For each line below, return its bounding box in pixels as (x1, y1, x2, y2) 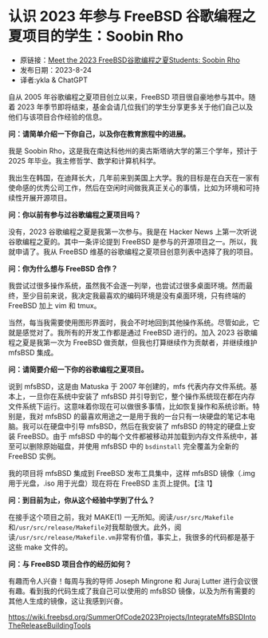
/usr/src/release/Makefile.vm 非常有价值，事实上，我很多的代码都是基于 (15, 532, 255, 541)
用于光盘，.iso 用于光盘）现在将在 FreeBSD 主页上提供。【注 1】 (8, 478, 217, 488)
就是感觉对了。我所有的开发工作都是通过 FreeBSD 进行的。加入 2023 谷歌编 (8, 327, 258, 337)
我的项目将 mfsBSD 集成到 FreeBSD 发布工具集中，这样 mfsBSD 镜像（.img (8, 468, 255, 478)
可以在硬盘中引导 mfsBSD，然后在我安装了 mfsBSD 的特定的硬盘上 (29, 421, 249, 431)
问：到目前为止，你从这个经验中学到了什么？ (8, 495, 156, 505)
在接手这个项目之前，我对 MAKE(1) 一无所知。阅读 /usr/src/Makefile (8, 512, 234, 521)
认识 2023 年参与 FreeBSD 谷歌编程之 (8, 7, 256, 26)
